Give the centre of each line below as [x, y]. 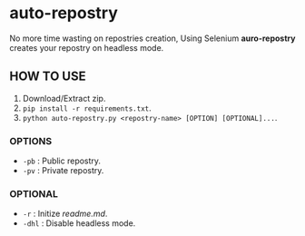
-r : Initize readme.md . [65, 214]
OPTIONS [31, 141]
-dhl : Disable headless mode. [79, 223]
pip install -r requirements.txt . [87, 108]
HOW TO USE [48, 77]
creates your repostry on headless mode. [87, 47]
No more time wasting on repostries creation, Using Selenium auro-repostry [152, 38]
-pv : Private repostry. [63, 171]
